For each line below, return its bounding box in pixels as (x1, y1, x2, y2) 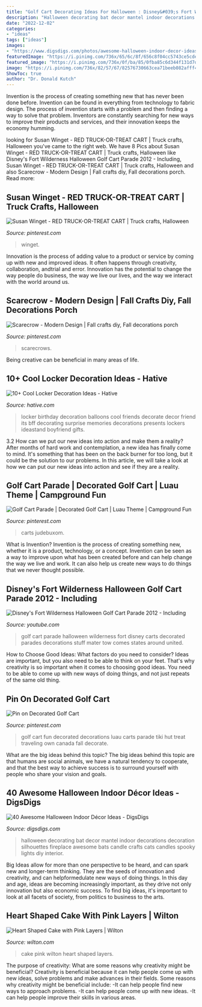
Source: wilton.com (6, 938, 55, 946)
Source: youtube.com (6, 621, 60, 629)
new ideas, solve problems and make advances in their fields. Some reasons (6, 974, 196, 982)
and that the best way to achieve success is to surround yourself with (6, 764, 179, 771)
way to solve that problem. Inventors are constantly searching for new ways (6, 112, 194, 119)
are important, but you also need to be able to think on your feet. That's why (6, 657, 195, 665)
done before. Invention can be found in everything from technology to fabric (6, 99, 195, 106)
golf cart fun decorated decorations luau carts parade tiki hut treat (20, 733, 186, 740)
